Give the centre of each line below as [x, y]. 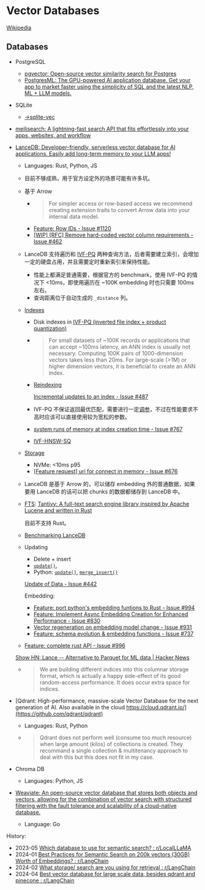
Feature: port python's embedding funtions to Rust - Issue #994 [114, 607]
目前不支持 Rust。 [47, 523]
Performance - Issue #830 [67, 620]
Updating [36, 547]
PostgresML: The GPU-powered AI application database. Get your [107, 80]
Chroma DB [30, 769]
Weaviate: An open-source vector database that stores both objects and [106, 793]
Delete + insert [52, 559]
